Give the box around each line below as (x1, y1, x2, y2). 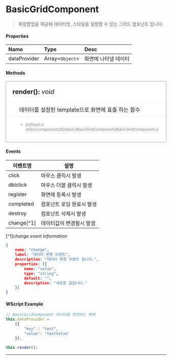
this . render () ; (6, 345, 38, 350)
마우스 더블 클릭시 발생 (41, 181, 92, 188)
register (8, 190, 27, 198)
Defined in (25, 122, 44, 127)
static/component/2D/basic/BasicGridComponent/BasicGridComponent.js (25, 127, 159, 133)
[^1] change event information (6, 233, 68, 239)
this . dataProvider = (6, 317, 50, 322)
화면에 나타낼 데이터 (84, 55, 130, 62)
